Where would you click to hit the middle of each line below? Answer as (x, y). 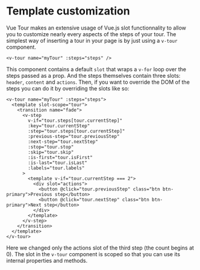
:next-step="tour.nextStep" (63, 142)
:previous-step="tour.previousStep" (74, 136)
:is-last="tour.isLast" (58, 163)
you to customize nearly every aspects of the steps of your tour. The (91, 34)
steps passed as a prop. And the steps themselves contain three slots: (93, 75)
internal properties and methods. (47, 260)
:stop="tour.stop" (51, 147)
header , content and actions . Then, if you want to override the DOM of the (98, 82)
